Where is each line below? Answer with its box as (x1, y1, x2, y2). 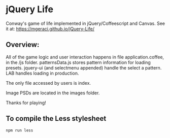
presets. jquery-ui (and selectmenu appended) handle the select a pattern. (6, 64, 162, 71)
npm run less (6, 128, 33, 133)
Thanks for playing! (6, 99, 46, 106)
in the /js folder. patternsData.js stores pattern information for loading (6, 59, 151, 65)
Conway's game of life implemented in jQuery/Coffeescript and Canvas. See (6, 20, 165, 26)
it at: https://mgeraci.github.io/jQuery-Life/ (6, 25, 95, 31)
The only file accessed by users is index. (6, 80, 91, 86)
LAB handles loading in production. (6, 70, 79, 76)
